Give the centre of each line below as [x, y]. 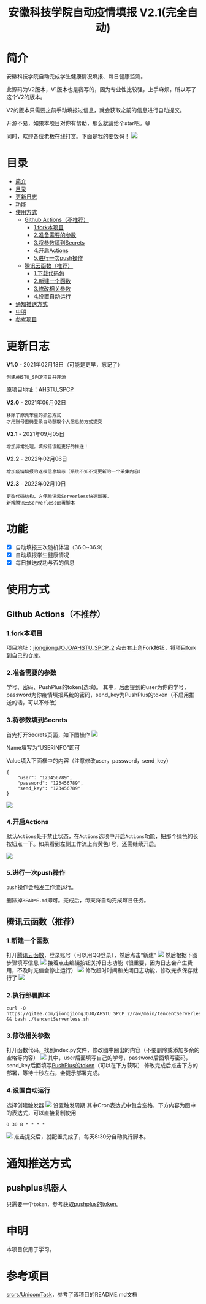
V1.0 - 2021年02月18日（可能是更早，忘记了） [65, 364]
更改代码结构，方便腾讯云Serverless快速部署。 [59, 497]
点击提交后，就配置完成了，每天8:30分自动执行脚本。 [82, 1136]
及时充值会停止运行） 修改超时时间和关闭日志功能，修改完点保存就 [110, 970]
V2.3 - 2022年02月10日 [36, 484]
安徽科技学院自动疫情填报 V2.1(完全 [98, 13]
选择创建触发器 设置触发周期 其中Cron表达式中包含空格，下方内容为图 [98, 1105]
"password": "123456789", [51, 783]
